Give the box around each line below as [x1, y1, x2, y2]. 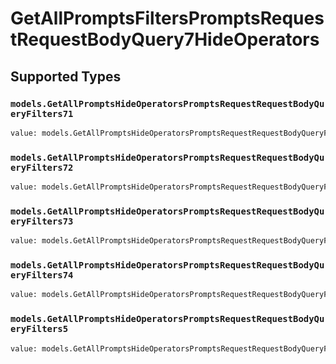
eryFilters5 [10, 323, 69, 335]
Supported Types [10, 68, 122, 85]
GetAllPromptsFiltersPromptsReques [10, 7, 325, 30]
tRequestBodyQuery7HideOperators [10, 28, 320, 51]
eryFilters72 [10, 162, 74, 173]
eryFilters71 [10, 108, 74, 119]
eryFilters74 [10, 270, 74, 281]
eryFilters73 [10, 215, 74, 227]
